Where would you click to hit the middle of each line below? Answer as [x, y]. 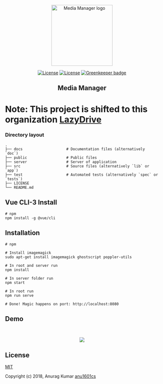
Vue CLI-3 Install [31, 202]
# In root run [20, 291]
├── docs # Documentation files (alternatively [75, 149]
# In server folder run [29, 278]
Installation [22, 233]
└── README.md [20, 187]
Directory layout [25, 135]
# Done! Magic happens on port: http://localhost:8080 [62, 304]
